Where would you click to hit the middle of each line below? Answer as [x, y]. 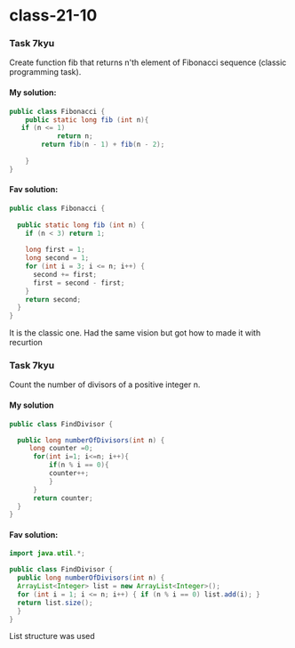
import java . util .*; [48, 554]
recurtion [26, 343]
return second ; [53, 299]
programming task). [45, 72]
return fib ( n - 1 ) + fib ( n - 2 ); [103, 145]
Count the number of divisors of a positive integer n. [105, 385]
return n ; [75, 136]
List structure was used [52, 636]
